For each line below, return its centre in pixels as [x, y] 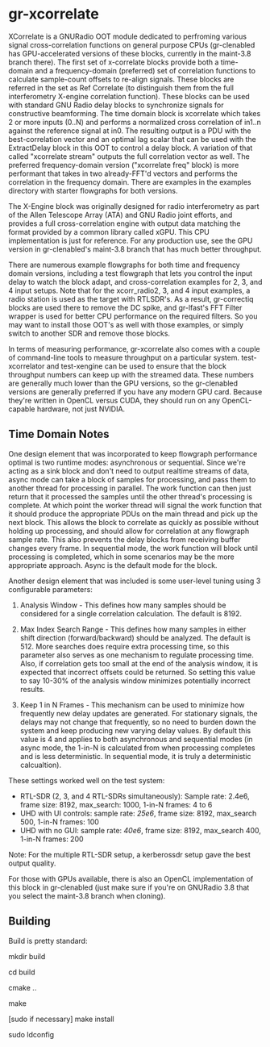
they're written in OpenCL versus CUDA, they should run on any [114, 400]
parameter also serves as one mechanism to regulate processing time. [137, 655]
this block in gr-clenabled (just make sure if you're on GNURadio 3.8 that [129, 887]
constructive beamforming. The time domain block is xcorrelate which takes [135, 113]
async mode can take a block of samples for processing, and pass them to [132, 479]
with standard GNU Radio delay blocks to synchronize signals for [116, 105]
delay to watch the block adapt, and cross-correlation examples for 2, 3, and [135, 282]
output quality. [32, 863]
